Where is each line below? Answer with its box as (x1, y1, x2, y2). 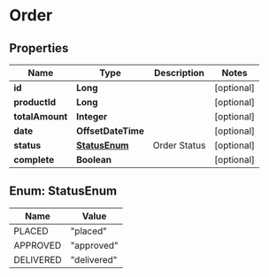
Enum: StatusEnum (9, 183, 118, 199)
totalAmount (13, 111, 68, 122)
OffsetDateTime (76, 125, 144, 137)
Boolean (76, 154, 112, 165)
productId (13, 96, 56, 108)
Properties (9, 41, 69, 56)
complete (13, 154, 55, 165)
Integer (76, 111, 108, 122)
